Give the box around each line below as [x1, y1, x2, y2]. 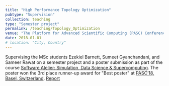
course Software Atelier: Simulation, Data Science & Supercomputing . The [5, 64, 158, 70]
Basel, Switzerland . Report [5, 75, 60, 81]
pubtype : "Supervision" [5, 12, 55, 17]
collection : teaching [5, 17, 51, 22]
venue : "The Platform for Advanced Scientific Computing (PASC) [5, 31, 143, 36]
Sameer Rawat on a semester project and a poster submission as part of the [5, 59, 163, 65]
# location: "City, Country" [5, 40, 66, 45]
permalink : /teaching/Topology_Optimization [5, 26, 100, 31]
